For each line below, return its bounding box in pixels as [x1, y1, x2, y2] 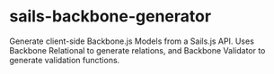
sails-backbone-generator [9, 6, 212, 27]
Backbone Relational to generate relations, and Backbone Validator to [9, 45, 266, 55]
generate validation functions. [9, 54, 120, 65]
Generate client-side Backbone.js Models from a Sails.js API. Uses [9, 36, 254, 46]
